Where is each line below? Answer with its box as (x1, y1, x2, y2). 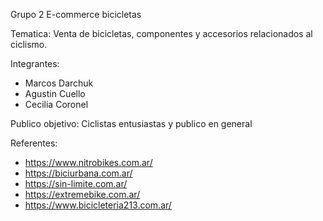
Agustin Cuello (24, 88, 86, 99)
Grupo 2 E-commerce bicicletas (10, 9, 142, 20)
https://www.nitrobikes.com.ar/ (24, 157, 153, 168)
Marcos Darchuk (24, 77, 94, 89)
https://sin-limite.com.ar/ (24, 178, 128, 189)
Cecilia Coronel (24, 99, 89, 110)
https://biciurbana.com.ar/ (24, 167, 133, 179)
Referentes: (10, 137, 58, 149)
